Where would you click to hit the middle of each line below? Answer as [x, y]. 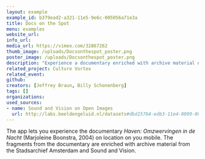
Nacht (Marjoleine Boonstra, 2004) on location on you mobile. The [90, 138]
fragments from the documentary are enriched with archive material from [98, 144]
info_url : [19, 40]
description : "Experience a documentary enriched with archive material [101, 63]
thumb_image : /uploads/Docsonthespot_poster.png [69, 52]
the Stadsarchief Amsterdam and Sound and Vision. [71, 150]
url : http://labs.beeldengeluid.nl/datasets [69, 114]
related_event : [26, 74]
